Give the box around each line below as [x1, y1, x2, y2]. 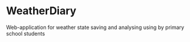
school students [6, 30, 45, 37]
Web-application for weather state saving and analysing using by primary [6, 24, 185, 31]
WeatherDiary [6, 4, 77, 18]
